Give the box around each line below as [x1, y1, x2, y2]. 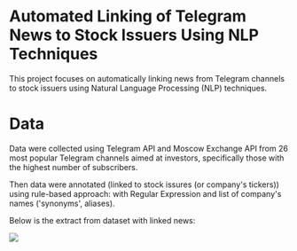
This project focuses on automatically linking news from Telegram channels [9, 73, 285, 83]
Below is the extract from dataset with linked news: [9, 215, 196, 225]
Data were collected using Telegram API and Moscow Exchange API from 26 [9, 143, 288, 153]
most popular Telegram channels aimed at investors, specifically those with [9, 153, 285, 163]
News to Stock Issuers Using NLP [9, 25, 260, 45]
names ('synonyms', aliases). [9, 198, 115, 208]
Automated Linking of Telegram [9, 6, 246, 27]
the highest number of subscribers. [9, 161, 138, 172]
